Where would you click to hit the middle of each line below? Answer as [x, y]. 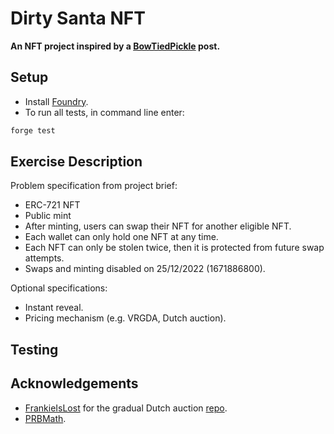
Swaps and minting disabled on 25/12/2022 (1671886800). [145, 269]
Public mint [48, 216]
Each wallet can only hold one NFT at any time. [121, 237]
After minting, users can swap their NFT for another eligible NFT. [158, 226]
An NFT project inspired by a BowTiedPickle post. [115, 46]
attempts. [44, 258]
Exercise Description [76, 162]
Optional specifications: [59, 288]
